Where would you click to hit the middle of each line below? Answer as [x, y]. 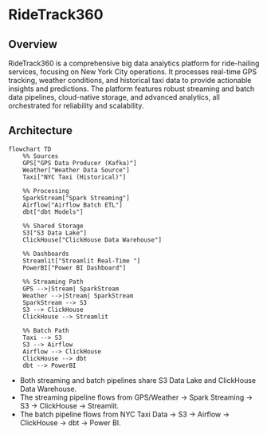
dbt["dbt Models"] [53, 212]
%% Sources [41, 156]
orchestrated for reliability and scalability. [76, 106]
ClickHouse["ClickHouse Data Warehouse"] [92, 240]
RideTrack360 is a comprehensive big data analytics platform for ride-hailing [134, 63]
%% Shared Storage [53, 226]
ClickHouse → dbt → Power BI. [70, 422]
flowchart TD [30, 149]
